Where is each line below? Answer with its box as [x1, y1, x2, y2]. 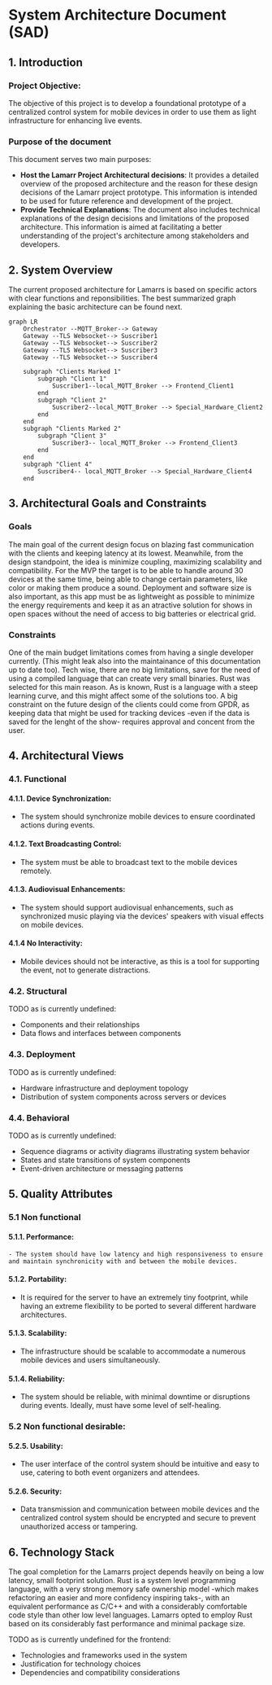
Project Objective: [8, 80, 81, 91]
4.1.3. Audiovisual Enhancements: [8, 884, 126, 894]
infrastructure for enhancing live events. [8, 116, 143, 125]
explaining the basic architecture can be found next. [8, 301, 183, 311]
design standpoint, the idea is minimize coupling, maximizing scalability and [8, 556, 262, 567]
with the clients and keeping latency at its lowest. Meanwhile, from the [8, 548, 244, 558]
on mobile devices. [19, 919, 84, 929]
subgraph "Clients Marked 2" [23, 424, 122, 432]
